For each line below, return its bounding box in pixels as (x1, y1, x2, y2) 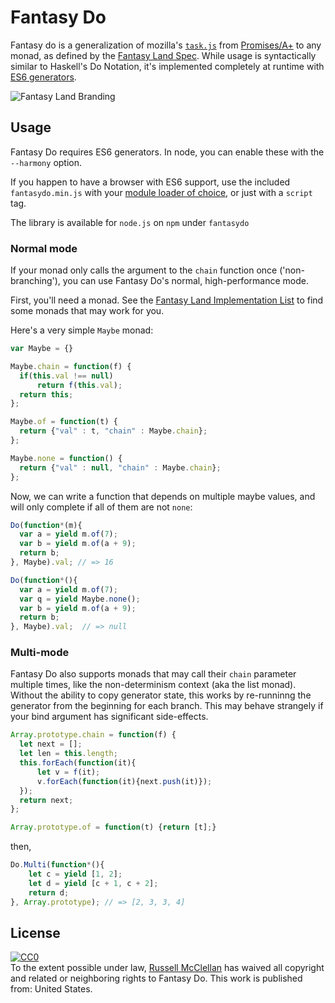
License (10, 924, 61, 941)
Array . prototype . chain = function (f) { (10, 730, 177, 740)
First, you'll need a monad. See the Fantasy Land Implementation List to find (10, 294, 324, 306)
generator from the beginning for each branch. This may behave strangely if (10, 700, 324, 712)
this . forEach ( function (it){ (19, 758, 137, 768)
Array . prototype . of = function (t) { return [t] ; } (10, 822, 217, 833)
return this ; (19, 389, 74, 400)
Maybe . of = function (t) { (10, 417, 118, 427)
